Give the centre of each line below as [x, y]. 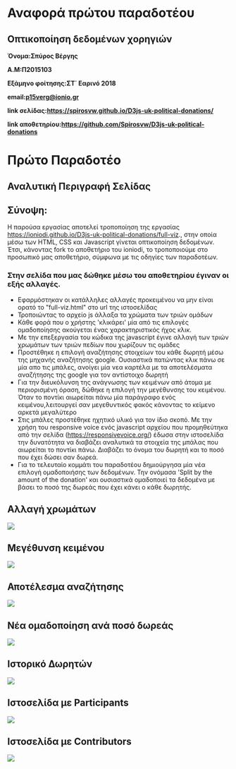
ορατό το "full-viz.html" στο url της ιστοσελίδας [87, 307]
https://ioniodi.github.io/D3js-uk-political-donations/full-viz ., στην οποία [112, 235]
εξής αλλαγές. [34, 284]
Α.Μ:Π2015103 [30, 69]
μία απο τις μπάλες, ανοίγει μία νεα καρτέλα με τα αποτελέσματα [115, 367]
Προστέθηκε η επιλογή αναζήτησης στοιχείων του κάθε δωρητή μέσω [120, 352]
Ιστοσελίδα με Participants [68, 703]
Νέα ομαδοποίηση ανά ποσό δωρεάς [91, 625]
